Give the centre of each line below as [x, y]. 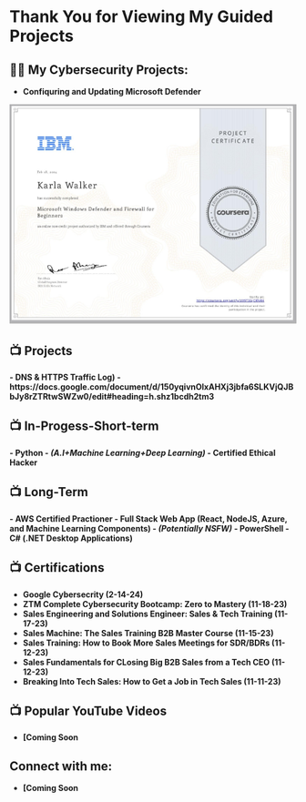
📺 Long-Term [49, 492]
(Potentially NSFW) [195, 528]
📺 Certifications [57, 568]
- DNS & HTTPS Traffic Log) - [65, 377]
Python [29, 452]
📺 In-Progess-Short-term [84, 426]
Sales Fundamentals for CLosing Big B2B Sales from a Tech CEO [146, 662]
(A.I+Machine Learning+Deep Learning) [128, 452]
